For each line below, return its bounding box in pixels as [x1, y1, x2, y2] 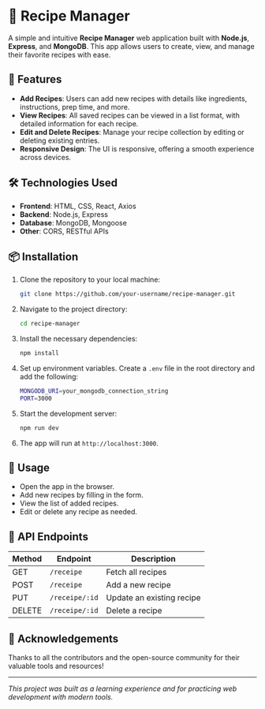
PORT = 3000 [19, 394, 53, 402]
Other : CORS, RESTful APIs [19, 226, 109, 236]
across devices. [19, 152, 72, 162]
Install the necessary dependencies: [19, 334, 138, 344]
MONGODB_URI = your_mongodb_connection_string [19, 387, 169, 395]
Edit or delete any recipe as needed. [19, 507, 138, 517]
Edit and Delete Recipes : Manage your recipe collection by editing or [19, 127, 244, 136]
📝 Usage [8, 461, 50, 475]
